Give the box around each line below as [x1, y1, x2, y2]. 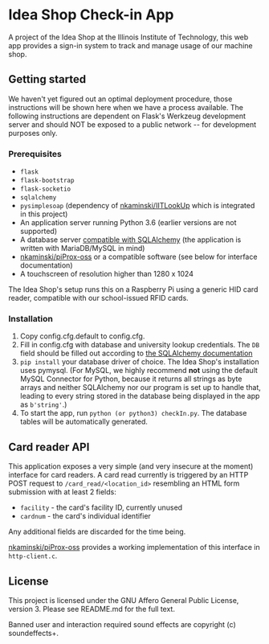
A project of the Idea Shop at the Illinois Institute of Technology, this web [8, 32, 249, 42]
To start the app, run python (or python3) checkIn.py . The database [19, 408, 247, 418]
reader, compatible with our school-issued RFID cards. [8, 293, 189, 303]
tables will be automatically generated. [19, 416, 149, 427]
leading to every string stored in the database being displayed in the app [19, 392, 260, 401]
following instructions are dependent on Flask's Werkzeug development [8, 111, 247, 121]
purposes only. [8, 128, 58, 137]
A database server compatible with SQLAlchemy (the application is [19, 235, 242, 244]
